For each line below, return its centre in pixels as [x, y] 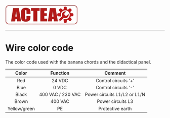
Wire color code [39, 48]
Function [60, 73]
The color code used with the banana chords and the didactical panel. [78, 62]
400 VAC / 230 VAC [60, 95]
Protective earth [115, 108]
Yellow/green [21, 108]
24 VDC [60, 80]
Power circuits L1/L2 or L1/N [115, 95]
